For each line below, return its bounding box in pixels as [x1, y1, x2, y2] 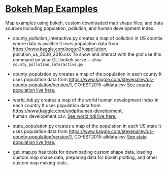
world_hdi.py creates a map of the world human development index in [12, 97, 159, 103]
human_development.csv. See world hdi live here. [12, 113, 117, 119]
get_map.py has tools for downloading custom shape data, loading [12, 149, 152, 155]
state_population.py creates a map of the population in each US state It [12, 123, 161, 129]
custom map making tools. [12, 159, 69, 165]
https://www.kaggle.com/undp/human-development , [12, 108, 123, 114]
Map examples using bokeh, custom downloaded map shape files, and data [5, 20, 163, 26]
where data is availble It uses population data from [12, 40, 118, 46]
